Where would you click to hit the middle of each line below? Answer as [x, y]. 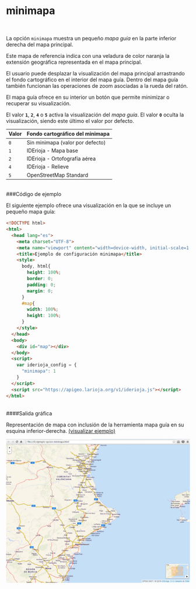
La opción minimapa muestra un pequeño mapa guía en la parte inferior [91, 38]
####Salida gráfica [29, 413]
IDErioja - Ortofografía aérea [61, 159]
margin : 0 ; [40, 291]
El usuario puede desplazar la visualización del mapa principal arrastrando [95, 73]
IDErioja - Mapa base [52, 150]
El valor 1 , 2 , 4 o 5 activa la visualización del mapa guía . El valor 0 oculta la [95, 115]
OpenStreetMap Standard [57, 175]
